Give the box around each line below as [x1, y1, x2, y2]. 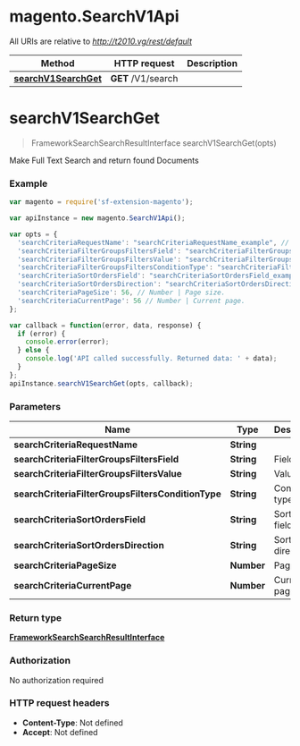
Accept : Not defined [21, 726, 98, 737]
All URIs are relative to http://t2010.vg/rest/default [9, 36, 192, 47]
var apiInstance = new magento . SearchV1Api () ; [9, 214, 186, 223]
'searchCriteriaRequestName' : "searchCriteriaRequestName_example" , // [17, 238, 290, 247]
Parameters [9, 400, 61, 412]
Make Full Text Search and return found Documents [9, 155, 199, 165]
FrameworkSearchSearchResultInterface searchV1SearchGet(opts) [30, 137, 277, 148]
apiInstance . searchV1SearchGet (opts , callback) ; [9, 378, 194, 388]
